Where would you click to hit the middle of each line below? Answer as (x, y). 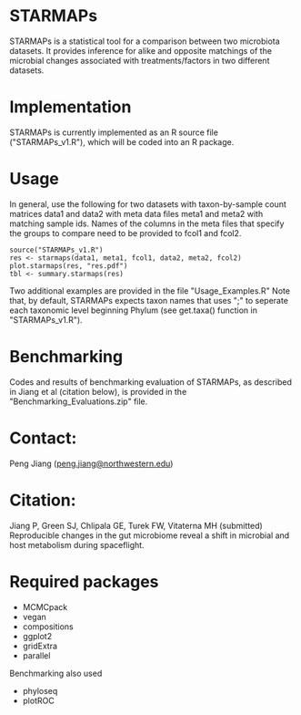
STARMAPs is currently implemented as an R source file (114, 132)
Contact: (43, 438)
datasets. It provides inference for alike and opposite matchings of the (141, 50)
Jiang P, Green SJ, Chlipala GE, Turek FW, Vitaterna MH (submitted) (136, 525)
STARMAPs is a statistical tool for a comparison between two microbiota (145, 41)
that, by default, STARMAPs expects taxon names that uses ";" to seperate (149, 300)
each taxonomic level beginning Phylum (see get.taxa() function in (133, 310)
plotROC (38, 700)
